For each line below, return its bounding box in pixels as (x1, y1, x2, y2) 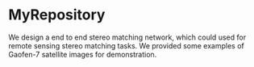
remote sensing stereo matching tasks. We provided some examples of (8, 40, 244, 50)
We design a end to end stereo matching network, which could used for (8, 32, 247, 42)
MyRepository (8, 6, 106, 24)
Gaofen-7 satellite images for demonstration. (8, 49, 157, 59)
